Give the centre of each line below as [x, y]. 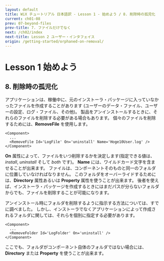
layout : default [22, 10]
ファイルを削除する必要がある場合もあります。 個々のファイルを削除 [87, 118]
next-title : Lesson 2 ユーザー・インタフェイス [50, 37]
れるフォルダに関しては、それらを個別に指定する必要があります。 [71, 215]
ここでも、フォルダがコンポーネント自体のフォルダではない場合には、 [76, 247]
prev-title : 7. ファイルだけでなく [38, 28]
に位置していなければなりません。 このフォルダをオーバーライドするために [81, 174]
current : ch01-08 [23, 19]
